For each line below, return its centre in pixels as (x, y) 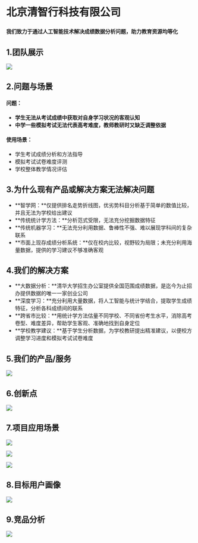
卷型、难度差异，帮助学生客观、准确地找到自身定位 (77, 323)
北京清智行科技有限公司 (64, 12)
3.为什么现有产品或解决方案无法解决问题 (80, 189)
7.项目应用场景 (33, 428)
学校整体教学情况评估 (41, 169)
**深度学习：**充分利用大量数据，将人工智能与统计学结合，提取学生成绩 (103, 301)
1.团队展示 (25, 52)
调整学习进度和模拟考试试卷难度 (54, 338)
